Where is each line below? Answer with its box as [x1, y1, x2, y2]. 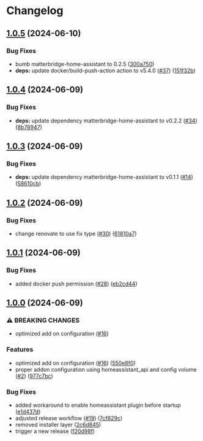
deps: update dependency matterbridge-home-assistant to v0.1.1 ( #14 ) [15, 173, 194, 181]
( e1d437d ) [15, 408, 41, 415]
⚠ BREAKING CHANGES [6, 316, 80, 325]
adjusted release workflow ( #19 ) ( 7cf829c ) [15, 414, 123, 421]
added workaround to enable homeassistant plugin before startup [15, 401, 181, 409]
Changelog [6, 4, 64, 18]
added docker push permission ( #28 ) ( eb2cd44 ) [15, 280, 138, 287]
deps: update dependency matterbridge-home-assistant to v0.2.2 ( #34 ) [15, 117, 197, 124]
